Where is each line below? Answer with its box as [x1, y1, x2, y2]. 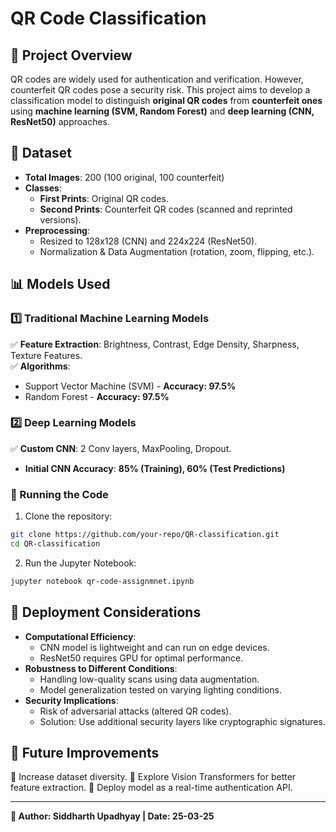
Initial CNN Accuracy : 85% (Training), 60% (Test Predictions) [24, 462, 286, 474]
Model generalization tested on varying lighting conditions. [39, 683, 282, 696]
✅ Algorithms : [10, 360, 71, 372]
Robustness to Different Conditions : [24, 662, 178, 674]
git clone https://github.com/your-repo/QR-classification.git [10, 530, 280, 540]
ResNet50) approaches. [10, 116, 111, 127]
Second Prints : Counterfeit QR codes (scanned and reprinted [39, 203, 293, 215]
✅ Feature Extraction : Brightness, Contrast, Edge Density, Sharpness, [10, 338, 300, 350]
